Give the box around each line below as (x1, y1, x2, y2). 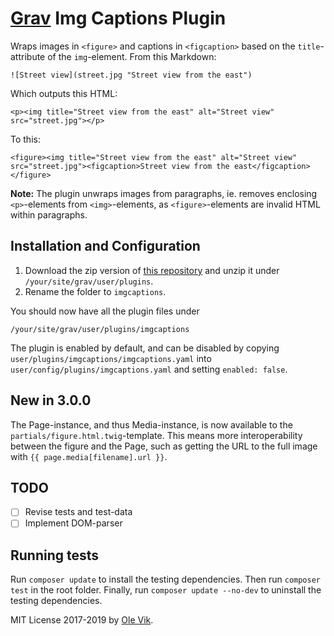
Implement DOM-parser (24, 517, 123, 529)
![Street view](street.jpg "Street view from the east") (10, 70, 253, 80)
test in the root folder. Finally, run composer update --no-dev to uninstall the (10, 584, 322, 596)
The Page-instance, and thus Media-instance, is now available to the (10, 418, 293, 431)
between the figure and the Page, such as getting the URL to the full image (10, 440, 318, 452)
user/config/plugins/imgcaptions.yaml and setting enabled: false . (10, 363, 288, 375)
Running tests (10, 547, 100, 564)
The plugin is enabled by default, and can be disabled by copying (10, 342, 280, 354)
